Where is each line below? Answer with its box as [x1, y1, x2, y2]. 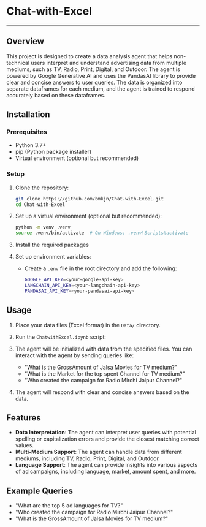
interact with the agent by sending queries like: [15, 351, 134, 359]
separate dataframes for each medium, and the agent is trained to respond [6, 85, 195, 93]
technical [6, 59, 29, 66]
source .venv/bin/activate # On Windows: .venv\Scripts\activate [15, 230, 189, 237]
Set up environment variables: [15, 253, 91, 260]
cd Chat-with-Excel [15, 201, 66, 208]
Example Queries [6, 485, 74, 496]
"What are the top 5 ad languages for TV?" [15, 502, 123, 509]
